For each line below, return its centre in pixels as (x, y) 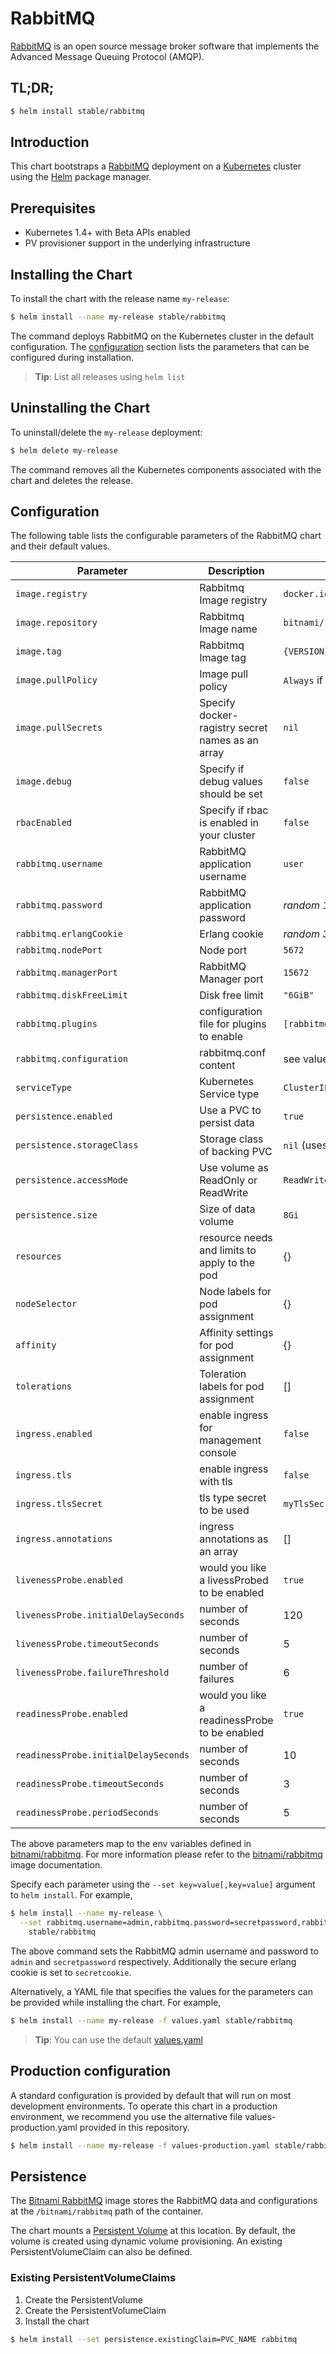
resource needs (236, 1238)
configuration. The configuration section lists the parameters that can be (160, 346)
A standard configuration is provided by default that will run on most (151, 2095)
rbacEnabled (44, 823)
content (217, 1065)
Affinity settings (236, 1333)
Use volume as (234, 1168)
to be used (224, 1510)
